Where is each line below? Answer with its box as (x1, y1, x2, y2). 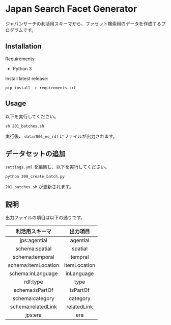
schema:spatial (15, 245, 52, 253)
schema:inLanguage (9, 270, 58, 277)
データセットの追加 (5, 149, 66, 158)
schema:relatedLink (10, 303, 58, 310)
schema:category (12, 295, 55, 302)
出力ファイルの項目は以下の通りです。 (5, 215, 85, 221)
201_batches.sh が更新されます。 (5, 184, 74, 190)
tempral (70, 254, 89, 261)
